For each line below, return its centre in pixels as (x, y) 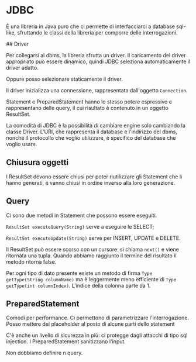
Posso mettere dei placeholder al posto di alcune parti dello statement (90, 324)
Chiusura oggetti (37, 162)
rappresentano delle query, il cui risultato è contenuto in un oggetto (87, 108)
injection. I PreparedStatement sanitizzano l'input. (66, 342)
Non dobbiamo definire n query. (44, 353)
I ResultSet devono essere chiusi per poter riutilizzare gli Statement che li (94, 177)
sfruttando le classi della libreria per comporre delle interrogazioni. (97, 32)
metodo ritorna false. (31, 261)
